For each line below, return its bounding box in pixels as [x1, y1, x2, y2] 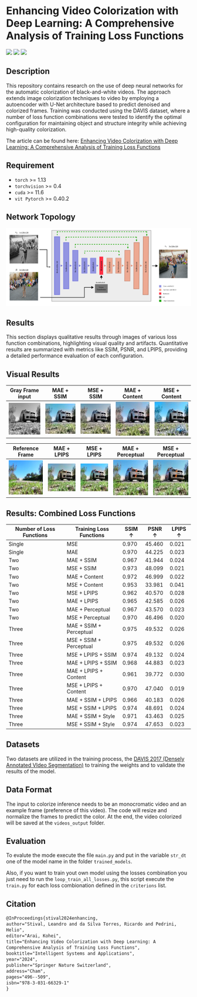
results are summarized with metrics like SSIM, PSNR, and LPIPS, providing [6, 346, 188, 353]
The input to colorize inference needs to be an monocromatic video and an [6, 800, 186, 807]
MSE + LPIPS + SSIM [66, 651, 117, 658]
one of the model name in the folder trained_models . [6, 858, 133, 865]
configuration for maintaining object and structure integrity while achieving [6, 119, 186, 127]
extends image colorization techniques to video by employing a [6, 94, 159, 101]
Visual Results [6, 369, 60, 379]
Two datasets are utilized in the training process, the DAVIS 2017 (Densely [6, 755, 185, 762]
